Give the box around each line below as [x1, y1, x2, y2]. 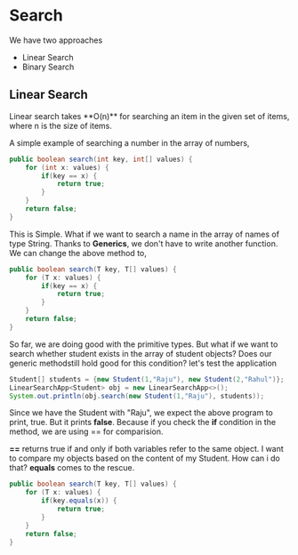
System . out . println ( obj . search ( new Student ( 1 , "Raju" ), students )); [9, 391, 265, 400]
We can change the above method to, [9, 247, 147, 258]
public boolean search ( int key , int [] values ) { [9, 155, 193, 164]
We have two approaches [9, 35, 103, 45]
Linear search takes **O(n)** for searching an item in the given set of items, [9, 110, 290, 121]
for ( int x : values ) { [25, 163, 109, 172]
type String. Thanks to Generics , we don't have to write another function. [9, 237, 278, 249]
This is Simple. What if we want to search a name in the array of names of [9, 229, 280, 239]
